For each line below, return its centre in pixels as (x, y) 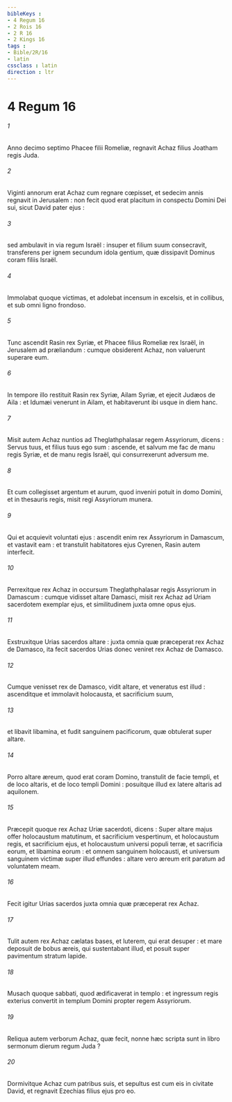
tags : (17, 46)
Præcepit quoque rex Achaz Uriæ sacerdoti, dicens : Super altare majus (110, 829)
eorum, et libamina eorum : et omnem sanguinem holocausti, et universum (114, 851)
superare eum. (28, 357)
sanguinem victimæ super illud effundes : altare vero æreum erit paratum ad (116, 859)
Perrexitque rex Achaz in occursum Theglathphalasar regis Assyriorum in (112, 589)
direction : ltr (31, 72)
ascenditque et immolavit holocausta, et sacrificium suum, (90, 694)
